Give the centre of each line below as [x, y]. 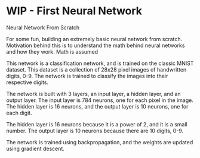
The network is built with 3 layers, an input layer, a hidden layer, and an [93, 94]
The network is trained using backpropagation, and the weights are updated [100, 142]
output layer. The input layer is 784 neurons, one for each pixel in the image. [100, 100]
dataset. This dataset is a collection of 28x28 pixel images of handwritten [96, 69]
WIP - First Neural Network [74, 11]
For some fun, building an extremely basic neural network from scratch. [94, 39]
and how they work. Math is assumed [52, 51]
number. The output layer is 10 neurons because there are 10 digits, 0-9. [95, 131]
